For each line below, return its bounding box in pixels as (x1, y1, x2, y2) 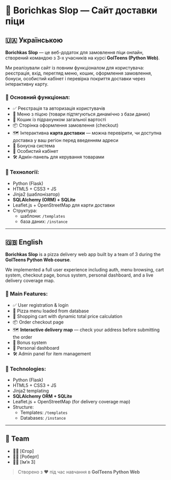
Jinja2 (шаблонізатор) (12, 191, 60, 197)
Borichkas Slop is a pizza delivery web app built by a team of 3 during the (5, 252, 161, 258)
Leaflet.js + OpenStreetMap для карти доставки (12, 202, 115, 208)
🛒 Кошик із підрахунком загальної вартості (12, 117, 106, 123)
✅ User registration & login (12, 302, 69, 308)
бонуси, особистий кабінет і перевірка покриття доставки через (5, 76, 146, 81)
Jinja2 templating (12, 388, 49, 394)
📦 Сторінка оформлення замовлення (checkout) (12, 122, 119, 128)
